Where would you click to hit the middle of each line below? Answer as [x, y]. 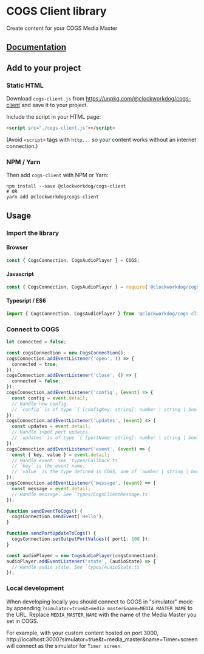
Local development [35, 588]
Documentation [36, 47]
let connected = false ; [36, 342]
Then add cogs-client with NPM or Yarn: [57, 175]
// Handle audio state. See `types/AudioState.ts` [77, 567]
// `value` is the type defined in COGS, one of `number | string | [100, 472]
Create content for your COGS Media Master [62, 28]
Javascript [20, 274]
